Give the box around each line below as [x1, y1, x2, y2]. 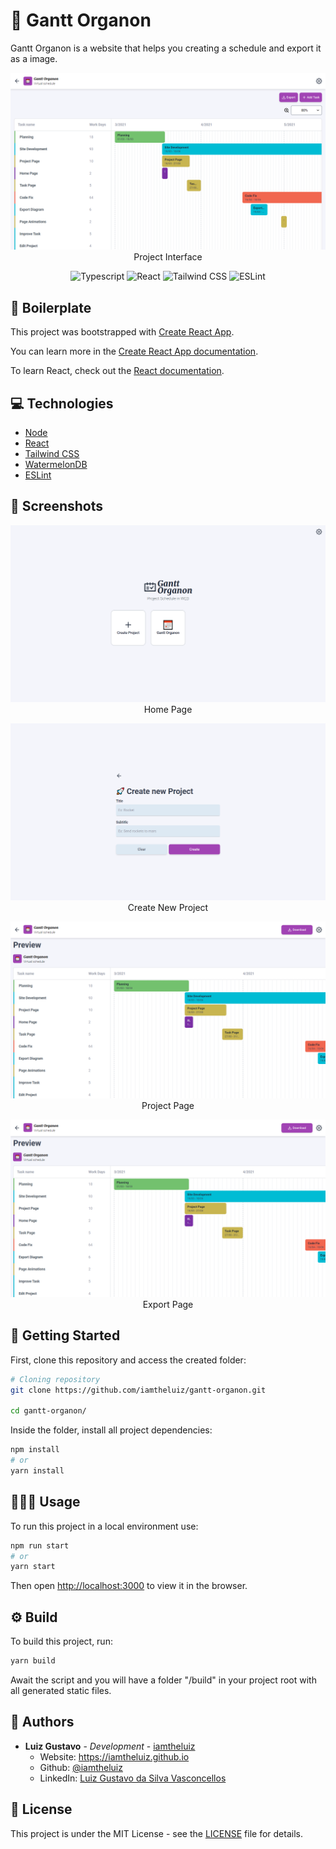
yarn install [10, 1465, 65, 1476]
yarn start [10, 1562, 56, 1572]
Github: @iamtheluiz [39, 1761, 123, 1773]
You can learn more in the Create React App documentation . [10, 345, 259, 358]
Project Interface [133, 251, 203, 263]
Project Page [141, 1100, 195, 1112]
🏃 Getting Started [10, 1327, 121, 1344]
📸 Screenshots [10, 498, 104, 515]
